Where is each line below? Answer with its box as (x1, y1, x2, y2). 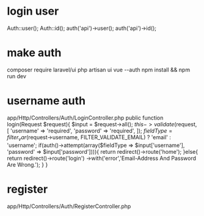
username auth (7, 94, 86, 108)
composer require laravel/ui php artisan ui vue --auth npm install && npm (7, 66, 191, 73)
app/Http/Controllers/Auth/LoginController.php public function (7, 114, 164, 121)
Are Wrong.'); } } (7, 160, 48, 168)
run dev (7, 72, 27, 80)
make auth (7, 46, 62, 60)
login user (7, 4, 59, 18)
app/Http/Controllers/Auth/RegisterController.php (7, 203, 131, 210)
